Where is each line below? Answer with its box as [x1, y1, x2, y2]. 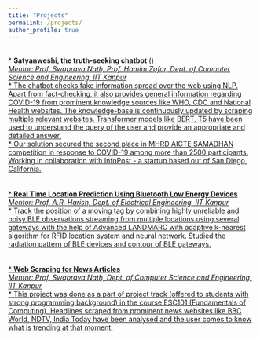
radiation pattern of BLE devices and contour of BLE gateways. [8, 239, 211, 249]
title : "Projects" [8, 11, 68, 20]
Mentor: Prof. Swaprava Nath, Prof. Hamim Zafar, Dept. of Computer [8, 64, 230, 74]
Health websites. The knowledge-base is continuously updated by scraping [8, 106, 253, 115]
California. [8, 164, 42, 174]
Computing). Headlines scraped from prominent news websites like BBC [8, 306, 242, 316]
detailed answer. [8, 131, 62, 141]
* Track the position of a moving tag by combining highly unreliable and [8, 206, 240, 216]
